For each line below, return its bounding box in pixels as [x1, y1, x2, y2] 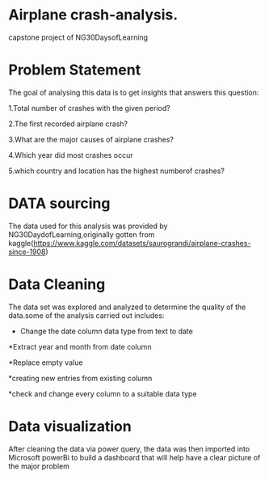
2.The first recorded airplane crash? [8, 119, 128, 129]
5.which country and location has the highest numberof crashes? [8, 166, 225, 176]
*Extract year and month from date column [8, 341, 152, 351]
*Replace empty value [8, 358, 83, 367]
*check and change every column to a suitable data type [8, 388, 197, 398]
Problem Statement [8, 61, 141, 79]
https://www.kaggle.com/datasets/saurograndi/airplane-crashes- [33, 238, 251, 248]
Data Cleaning [8, 275, 106, 293]
